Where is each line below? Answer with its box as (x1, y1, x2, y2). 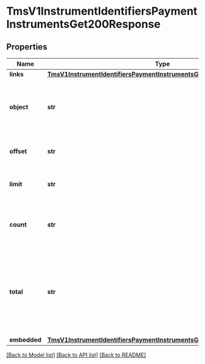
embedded (9, 336, 41, 344)
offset (9, 147, 27, 155)
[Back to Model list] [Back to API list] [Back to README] (6, 351, 146, 359)
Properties (6, 42, 48, 52)
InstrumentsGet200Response (6, 17, 160, 31)
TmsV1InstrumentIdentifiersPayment (6, 4, 198, 18)
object (9, 103, 29, 111)
